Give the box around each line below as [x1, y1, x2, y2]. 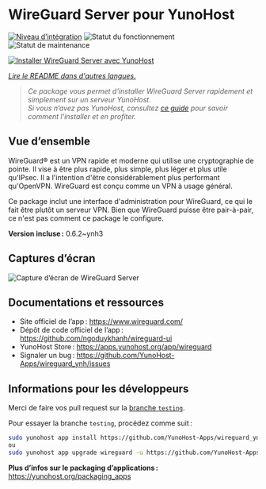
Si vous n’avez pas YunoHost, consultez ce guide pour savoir [27, 103, 228, 113]
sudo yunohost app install [8, 434, 97, 442]
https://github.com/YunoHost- [76, 351, 175, 360]
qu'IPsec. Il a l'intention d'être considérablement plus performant [8, 172, 220, 182]
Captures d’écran [8, 252, 96, 265]
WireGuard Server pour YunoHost [8, 6, 235, 24]
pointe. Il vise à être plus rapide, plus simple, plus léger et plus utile [8, 164, 227, 174]
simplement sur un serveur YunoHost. [27, 94, 152, 104]
